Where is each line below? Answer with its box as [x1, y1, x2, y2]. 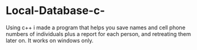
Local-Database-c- [6, 4, 105, 18]
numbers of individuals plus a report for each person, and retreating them [6, 30, 191, 37]
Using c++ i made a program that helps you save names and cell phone [6, 24, 186, 31]
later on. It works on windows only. [6, 37, 94, 44]
